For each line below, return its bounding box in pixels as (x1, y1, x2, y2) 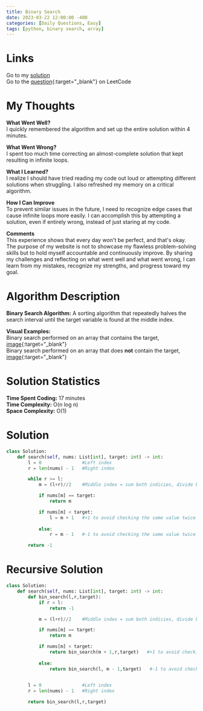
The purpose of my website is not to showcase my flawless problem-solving (6, 243, 196, 250)
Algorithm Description (6, 290, 120, 304)
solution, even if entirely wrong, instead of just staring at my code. (6, 218, 171, 226)
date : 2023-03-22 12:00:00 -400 (6, 14, 88, 21)
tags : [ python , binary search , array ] (6, 25, 104, 32)
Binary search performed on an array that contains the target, (6, 334, 159, 342)
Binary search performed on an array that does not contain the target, (6, 347, 181, 354)
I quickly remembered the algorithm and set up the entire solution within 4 (6, 126, 190, 133)
